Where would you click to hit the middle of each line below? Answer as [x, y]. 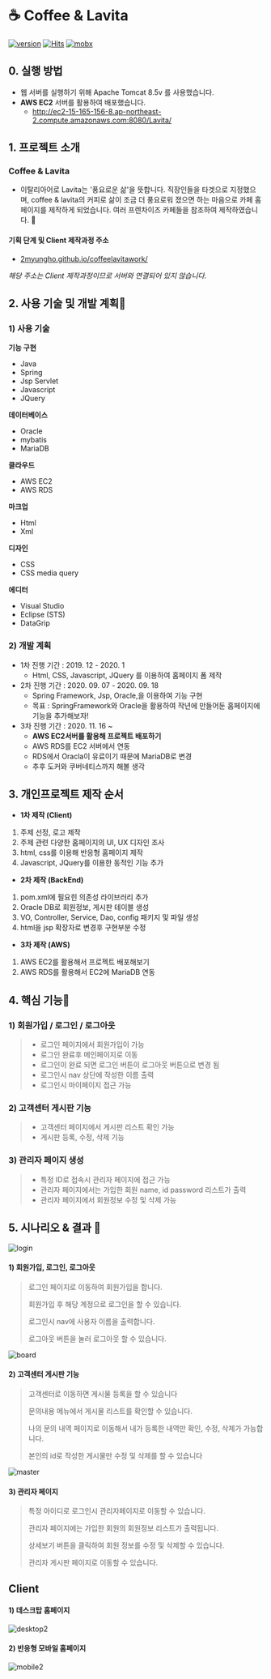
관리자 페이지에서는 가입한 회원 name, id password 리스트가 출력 [143, 1190]
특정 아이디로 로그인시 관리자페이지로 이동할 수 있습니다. [117, 1511]
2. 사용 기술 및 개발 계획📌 [68, 303]
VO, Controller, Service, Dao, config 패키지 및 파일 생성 [110, 917]
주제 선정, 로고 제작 [50, 832]
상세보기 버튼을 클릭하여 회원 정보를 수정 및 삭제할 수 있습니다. [126, 1545]
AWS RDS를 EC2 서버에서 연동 [81, 746]
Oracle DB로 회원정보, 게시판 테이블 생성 [85, 908]
